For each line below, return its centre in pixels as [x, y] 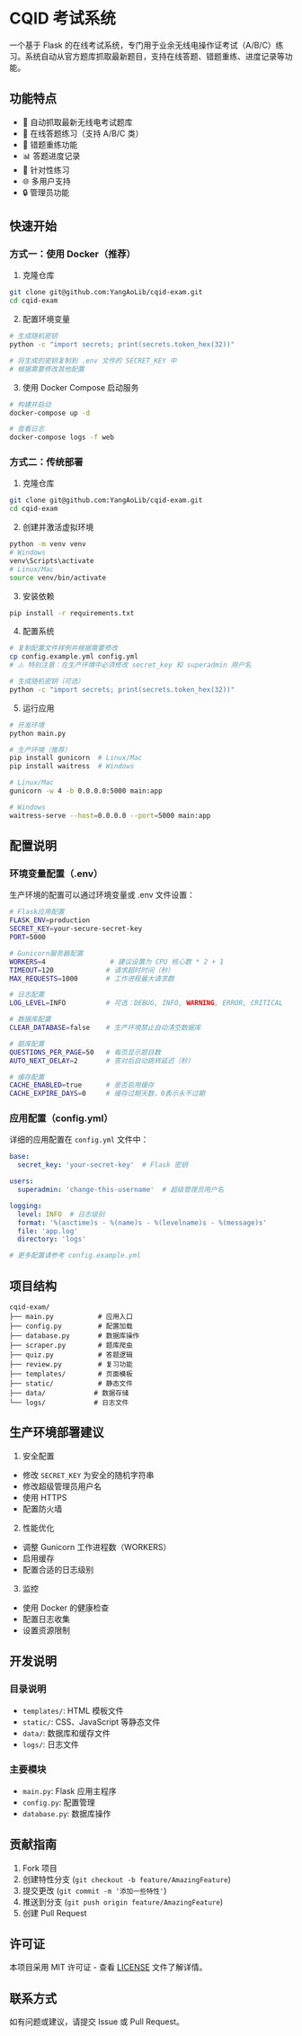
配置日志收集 [46, 1619]
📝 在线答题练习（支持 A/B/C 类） [83, 133]
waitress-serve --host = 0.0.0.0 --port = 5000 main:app [110, 815]
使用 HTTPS [44, 1497]
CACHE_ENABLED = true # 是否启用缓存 [82, 1085]
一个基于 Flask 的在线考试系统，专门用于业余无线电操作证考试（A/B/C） [142, 45]
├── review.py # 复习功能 [71, 1365]
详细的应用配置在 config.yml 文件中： [79, 1140]
